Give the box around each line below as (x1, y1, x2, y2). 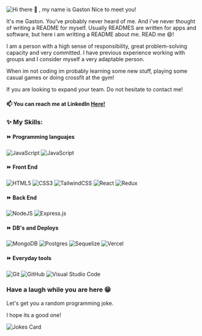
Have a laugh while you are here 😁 (6, 285, 111, 294)
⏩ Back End (6, 193, 37, 201)
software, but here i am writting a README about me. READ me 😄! (6, 31, 174, 38)
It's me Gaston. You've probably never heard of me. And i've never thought (6, 18, 196, 24)
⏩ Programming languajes (6, 133, 75, 141)
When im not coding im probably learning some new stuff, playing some (6, 67, 188, 75)
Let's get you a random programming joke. (6, 299, 114, 307)
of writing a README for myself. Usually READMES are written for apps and (6, 24, 196, 31)
